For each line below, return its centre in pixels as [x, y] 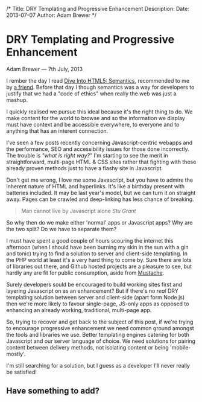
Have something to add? [53, 391]
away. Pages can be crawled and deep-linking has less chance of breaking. [100, 199]
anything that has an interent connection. [57, 131]
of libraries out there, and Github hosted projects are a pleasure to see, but [99, 266]
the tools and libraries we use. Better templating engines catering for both [98, 334]
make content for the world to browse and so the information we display [96, 118]
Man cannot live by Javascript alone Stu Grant [78, 211]
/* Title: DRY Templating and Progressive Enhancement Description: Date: [98, 9]
